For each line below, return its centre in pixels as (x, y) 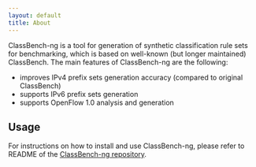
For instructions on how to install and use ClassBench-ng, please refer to (126, 146)
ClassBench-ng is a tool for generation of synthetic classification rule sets (128, 45)
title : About (30, 23)
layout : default (35, 15)
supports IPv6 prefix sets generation (79, 94)
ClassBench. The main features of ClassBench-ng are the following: (118, 62)
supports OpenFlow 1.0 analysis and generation (97, 102)
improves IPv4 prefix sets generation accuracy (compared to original (131, 77)
